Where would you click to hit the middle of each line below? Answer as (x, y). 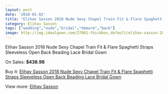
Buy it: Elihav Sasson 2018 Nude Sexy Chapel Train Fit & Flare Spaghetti (79, 72)
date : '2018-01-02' (25, 14)
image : (12, 33)
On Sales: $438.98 (25, 62)
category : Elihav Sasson (31, 24)
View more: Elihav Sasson (32, 87)
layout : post (19, 10)
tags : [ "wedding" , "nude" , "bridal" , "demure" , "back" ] (60, 28)
